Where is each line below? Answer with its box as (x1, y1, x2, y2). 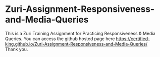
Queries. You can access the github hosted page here (5, 36, 115, 42)
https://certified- (116, 36, 150, 42)
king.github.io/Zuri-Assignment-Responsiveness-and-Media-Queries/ (5, 41, 148, 47)
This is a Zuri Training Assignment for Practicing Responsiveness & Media (5, 30, 156, 36)
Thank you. (5, 46, 28, 52)
